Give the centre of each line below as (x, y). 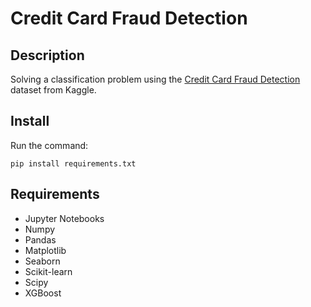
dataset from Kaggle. (53, 90)
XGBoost (43, 293)
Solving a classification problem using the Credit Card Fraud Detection (155, 79)
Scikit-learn (48, 271)
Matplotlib (45, 250)
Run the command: (49, 145)
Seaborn (42, 261)
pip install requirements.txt (73, 163)
